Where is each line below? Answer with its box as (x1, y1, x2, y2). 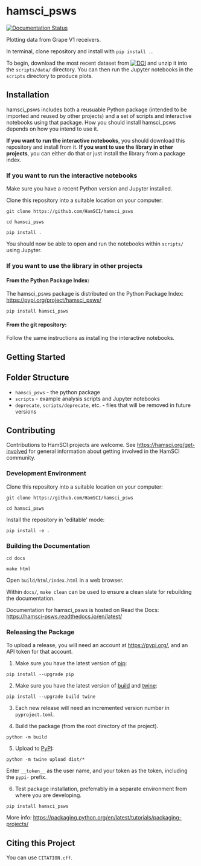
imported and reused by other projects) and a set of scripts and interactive (6, 112, 192, 119)
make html (6, 565, 31, 572)
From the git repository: (6, 321, 67, 328)
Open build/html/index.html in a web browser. (6, 576, 124, 584)
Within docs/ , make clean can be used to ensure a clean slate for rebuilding (6, 588, 192, 595)
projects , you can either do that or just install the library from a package (6, 149, 185, 157)
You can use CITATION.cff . (6, 854, 72, 861)
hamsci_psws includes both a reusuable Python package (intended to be (6, 106, 187, 113)
